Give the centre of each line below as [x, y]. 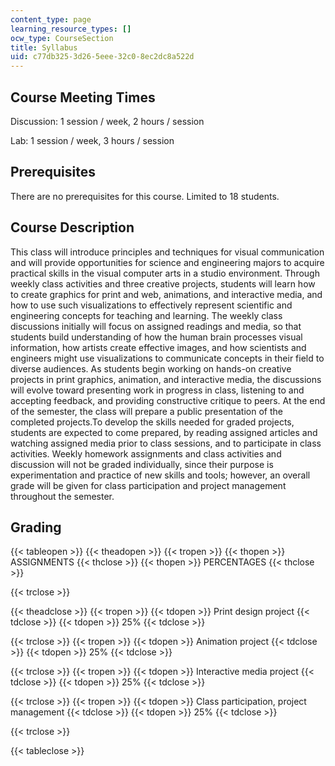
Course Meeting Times [83, 97]
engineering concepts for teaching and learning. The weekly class [146, 315]
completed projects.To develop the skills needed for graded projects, [152, 422]
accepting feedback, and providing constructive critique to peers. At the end [168, 400]
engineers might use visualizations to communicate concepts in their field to [167, 358]
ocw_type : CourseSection [62, 38]
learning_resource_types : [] [71, 29]
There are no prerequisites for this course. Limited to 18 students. [145, 196]
